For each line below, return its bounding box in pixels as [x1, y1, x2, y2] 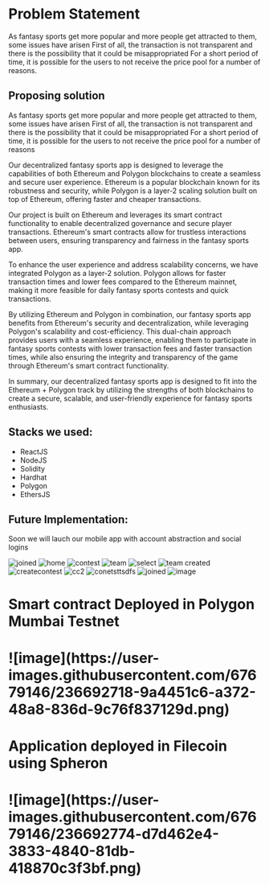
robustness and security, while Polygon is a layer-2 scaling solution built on [8, 186, 258, 196]
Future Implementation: [8, 512, 128, 526]
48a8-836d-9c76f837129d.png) [8, 700, 230, 718]
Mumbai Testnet [8, 612, 120, 630]
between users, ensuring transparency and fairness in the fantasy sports [8, 235, 249, 245]
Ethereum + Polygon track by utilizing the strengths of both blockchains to [8, 385, 255, 394]
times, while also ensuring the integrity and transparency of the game [8, 352, 238, 362]
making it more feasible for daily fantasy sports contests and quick [8, 285, 229, 294]
